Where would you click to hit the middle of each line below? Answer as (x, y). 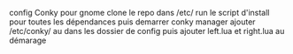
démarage (28, 40)
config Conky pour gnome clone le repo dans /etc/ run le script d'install (139, 13)
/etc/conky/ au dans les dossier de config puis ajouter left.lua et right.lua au (147, 31)
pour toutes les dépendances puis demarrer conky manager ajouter (132, 22)
